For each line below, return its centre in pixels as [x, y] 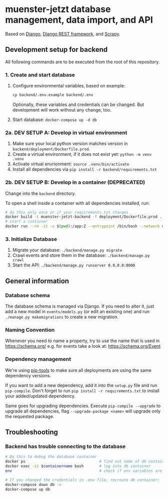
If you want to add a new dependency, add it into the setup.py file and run [81, 385]
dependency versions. [28, 375]
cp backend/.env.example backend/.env [53, 95]
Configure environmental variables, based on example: [69, 86]
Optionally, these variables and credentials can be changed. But [78, 105]
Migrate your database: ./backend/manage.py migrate [67, 250]
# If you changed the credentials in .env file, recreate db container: [82, 480]
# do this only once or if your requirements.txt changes [67, 212]
